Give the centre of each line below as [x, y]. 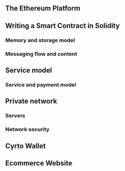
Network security [27, 129]
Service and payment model [41, 84]
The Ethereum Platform [43, 8]
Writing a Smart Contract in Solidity [63, 26]
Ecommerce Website [39, 163]
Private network [31, 101]
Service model [29, 70]
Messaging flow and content [41, 54]
